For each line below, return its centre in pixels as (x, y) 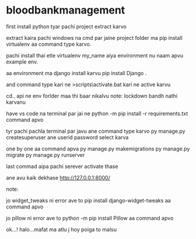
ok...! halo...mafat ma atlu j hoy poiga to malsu (61, 229)
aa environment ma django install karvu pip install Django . (76, 73)
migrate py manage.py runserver (46, 155)
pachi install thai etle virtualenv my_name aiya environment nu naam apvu (95, 55)
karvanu (16, 102)
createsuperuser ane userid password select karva (67, 137)
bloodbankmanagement (66, 10)
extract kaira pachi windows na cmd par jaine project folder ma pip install (94, 38)
